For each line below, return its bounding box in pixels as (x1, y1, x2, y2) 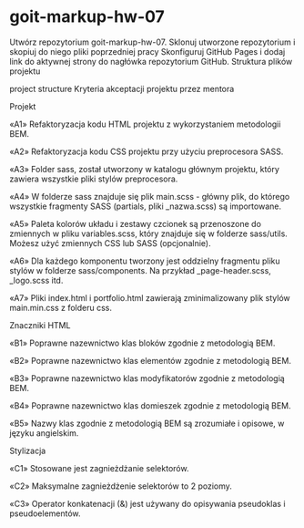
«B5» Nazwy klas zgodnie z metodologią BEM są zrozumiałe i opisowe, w (9, 418, 285, 429)
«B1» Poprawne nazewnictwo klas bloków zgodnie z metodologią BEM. (9, 337, 276, 348)
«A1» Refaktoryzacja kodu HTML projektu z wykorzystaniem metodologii (9, 119, 281, 129)
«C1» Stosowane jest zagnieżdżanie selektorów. (9, 462, 189, 473)
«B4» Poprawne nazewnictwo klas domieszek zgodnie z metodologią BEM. (9, 399, 291, 411)
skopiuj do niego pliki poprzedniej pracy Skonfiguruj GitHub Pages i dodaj (9, 46, 286, 57)
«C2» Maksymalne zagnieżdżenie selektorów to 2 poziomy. (9, 481, 232, 492)
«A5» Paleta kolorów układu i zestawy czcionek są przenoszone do (9, 218, 262, 229)
